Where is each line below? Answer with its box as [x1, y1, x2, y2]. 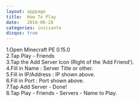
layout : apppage [6, 8, 46, 15]
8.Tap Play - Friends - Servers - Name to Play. [6, 90, 117, 97]
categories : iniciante [6, 24, 62, 31]
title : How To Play [6, 14, 57, 20]
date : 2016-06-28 [6, 19, 54, 25]
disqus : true [6, 30, 38, 36]
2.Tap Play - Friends [6, 52, 55, 59]
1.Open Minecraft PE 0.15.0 [6, 46, 70, 53]
